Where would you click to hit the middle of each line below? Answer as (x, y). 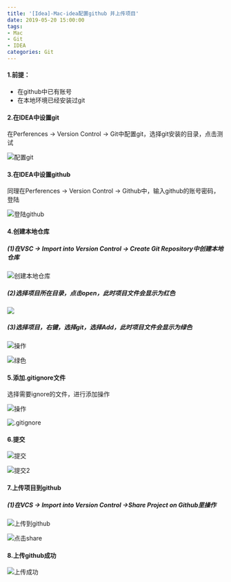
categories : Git (30, 52)
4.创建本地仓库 (28, 231)
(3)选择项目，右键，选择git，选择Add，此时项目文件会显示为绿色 (100, 327)
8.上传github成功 (32, 555)
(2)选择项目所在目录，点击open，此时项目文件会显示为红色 (91, 293)
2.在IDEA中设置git (33, 117)
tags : (15, 26)
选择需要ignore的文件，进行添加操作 (59, 394)
